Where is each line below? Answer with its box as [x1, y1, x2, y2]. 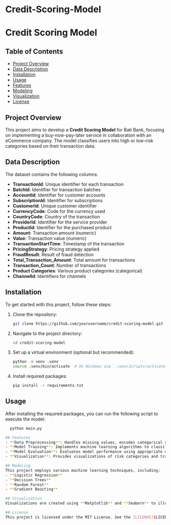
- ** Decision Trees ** [5, 477, 51, 482]
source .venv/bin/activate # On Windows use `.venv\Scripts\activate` [12, 364, 168, 369]
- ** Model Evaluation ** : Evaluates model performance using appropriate [5, 449, 163, 454]
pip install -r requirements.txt [12, 383, 84, 388]
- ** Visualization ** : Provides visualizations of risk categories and [5, 454, 158, 459]
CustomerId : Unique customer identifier [12, 203, 97, 209]
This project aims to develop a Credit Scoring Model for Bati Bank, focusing [5, 127, 164, 133]
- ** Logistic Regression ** [5, 473, 63, 478]
